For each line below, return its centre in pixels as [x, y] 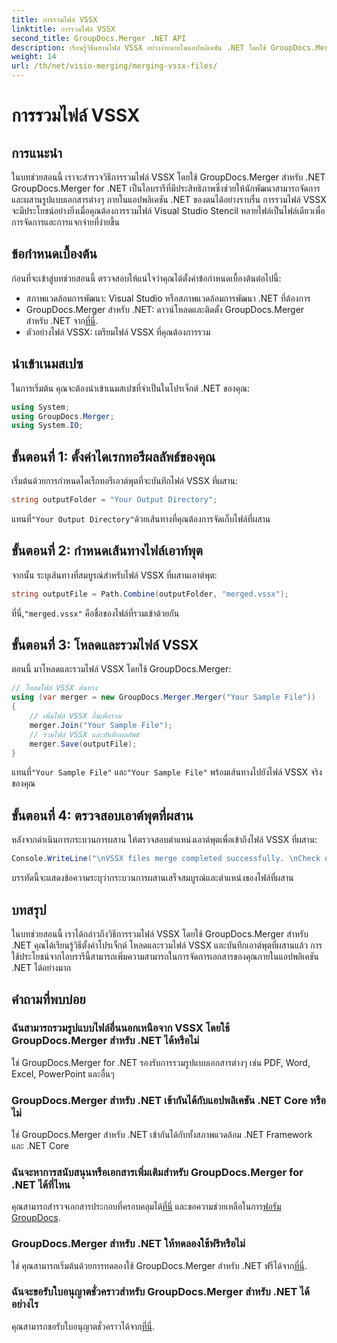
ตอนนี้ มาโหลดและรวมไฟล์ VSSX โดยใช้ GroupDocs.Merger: [121, 669]
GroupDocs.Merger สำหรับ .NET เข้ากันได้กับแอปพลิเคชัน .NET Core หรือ [168, 1100]
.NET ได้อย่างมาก [41, 967]
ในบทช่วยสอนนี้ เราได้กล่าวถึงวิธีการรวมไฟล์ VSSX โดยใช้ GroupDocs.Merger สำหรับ [160, 933]
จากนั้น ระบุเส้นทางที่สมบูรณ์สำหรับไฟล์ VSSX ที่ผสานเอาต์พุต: [114, 575]
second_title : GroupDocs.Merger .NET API [99, 38]
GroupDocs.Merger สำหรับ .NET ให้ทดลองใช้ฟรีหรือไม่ [128, 1244]
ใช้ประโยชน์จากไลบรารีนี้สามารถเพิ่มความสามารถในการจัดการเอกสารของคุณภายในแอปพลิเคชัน [165, 956]
